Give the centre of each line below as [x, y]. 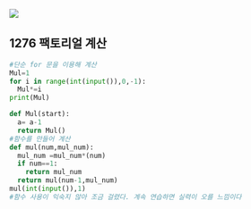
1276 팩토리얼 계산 [58, 43]
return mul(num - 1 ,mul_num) [68, 180]
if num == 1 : [38, 164]
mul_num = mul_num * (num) [61, 155]
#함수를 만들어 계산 [40, 138]
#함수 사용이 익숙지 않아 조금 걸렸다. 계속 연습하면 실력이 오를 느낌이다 [125, 196]
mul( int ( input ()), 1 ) [48, 189]
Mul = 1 [19, 73]
